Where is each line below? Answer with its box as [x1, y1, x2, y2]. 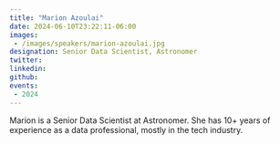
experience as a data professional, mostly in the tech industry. [9, 124, 244, 135]
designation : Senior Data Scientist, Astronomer [9, 47, 198, 57]
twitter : [9, 56, 43, 65]
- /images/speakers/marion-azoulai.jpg [13, 38, 166, 48]
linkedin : [9, 65, 47, 74]
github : [9, 73, 39, 82]
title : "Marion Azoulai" [9, 13, 104, 23]
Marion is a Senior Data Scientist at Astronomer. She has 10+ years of [9, 115, 271, 126]
